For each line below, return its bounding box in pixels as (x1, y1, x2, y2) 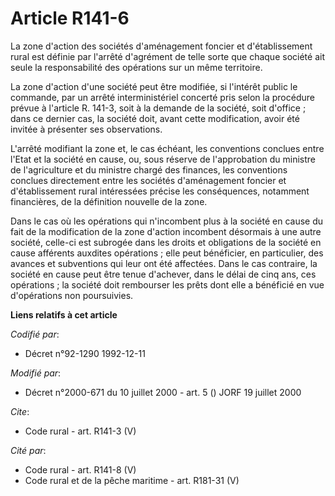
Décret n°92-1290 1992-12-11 (24, 347, 146, 359)
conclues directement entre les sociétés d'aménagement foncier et (10, 174, 287, 186)
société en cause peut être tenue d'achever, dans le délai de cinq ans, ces (10, 268, 317, 280)
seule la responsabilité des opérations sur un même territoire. (10, 61, 263, 73)
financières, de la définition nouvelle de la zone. (10, 195, 208, 207)
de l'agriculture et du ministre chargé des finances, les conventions (10, 163, 288, 176)
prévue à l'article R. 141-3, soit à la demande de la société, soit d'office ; (10, 102, 307, 114)
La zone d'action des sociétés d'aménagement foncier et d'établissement (10, 40, 313, 52)
